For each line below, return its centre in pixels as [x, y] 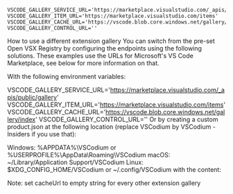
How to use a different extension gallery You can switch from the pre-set [111, 41]
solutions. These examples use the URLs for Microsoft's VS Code [101, 56]
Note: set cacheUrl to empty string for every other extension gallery [104, 183]
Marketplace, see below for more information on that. [83, 63]
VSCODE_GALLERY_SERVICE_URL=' [59, 90]
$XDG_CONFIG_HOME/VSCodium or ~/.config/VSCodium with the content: [114, 169]
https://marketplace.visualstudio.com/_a [167, 90]
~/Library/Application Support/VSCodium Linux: [75, 162]
